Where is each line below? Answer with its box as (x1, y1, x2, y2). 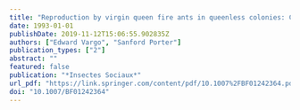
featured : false (9, 63, 70, 72)
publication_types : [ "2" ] (9, 46, 105, 55)
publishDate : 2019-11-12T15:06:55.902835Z (9, 29, 170, 38)
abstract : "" (9, 54, 58, 63)
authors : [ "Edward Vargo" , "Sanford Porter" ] (9, 37, 181, 47)
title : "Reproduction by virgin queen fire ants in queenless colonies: (9, 12, 286, 22)
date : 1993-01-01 (9, 21, 74, 30)
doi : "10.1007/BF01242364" (9, 87, 110, 96)
